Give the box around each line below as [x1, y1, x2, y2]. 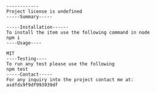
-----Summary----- [6, 14, 53, 20]
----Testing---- [6, 56, 47, 62]
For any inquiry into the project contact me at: [6, 77, 134, 83]
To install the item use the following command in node [6, 29, 150, 35]
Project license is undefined [6, 8, 83, 14]
